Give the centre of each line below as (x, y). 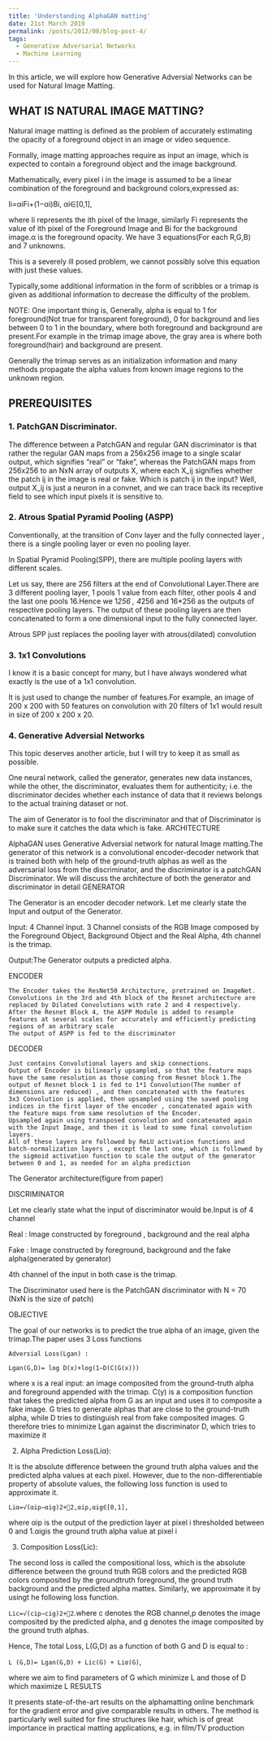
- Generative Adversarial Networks (76, 46)
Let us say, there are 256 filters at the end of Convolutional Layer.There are (134, 583)
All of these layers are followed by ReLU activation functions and (127, 1142)
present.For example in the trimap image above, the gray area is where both (135, 336)
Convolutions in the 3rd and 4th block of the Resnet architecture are (132, 998)
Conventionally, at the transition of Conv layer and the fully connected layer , (136, 535)
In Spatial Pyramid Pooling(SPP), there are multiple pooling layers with (125, 559)
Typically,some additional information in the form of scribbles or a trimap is (134, 286)
